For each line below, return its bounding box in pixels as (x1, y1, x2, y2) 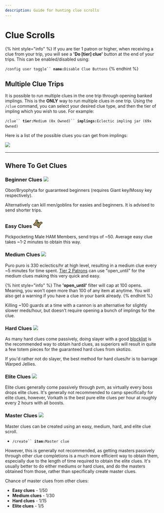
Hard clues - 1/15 (12, 497, 47, 504)
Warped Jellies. (5, 361, 37, 367)
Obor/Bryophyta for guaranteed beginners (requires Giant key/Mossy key (5, 187, 152, 193)
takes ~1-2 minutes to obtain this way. (5, 239, 82, 245)
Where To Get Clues (5, 162, 67, 170)
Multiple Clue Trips (5, 80, 64, 88)
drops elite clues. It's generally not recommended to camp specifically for (5, 390, 154, 396)
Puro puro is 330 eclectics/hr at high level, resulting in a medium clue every (5, 262, 157, 268)
